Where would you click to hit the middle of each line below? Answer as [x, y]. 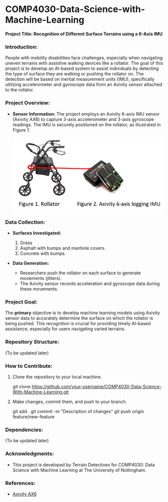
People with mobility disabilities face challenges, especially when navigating [84, 58]
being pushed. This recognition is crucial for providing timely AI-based [78, 324]
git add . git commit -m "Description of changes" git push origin [78, 411]
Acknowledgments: [30, 454]
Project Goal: [21, 302]
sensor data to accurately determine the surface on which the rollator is [79, 318]
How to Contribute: [29, 366]
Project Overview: [28, 103]
